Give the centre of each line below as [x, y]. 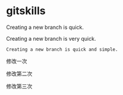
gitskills [26, 11]
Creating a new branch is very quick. [51, 38]
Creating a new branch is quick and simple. [62, 49]
